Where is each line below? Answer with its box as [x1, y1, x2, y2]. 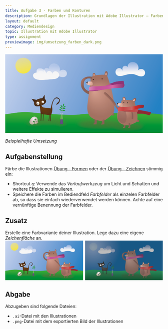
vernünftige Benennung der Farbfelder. [12, 202, 93, 208]
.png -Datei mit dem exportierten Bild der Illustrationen [12, 319, 123, 325]
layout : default [5, 18, 39, 23]
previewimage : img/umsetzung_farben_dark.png [5, 40, 101, 45]
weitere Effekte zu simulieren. [12, 186, 74, 192]
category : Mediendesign [5, 24, 55, 29]
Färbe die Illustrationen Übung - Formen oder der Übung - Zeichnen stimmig [5, 166, 163, 172]
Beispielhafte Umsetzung [5, 138, 57, 144]
